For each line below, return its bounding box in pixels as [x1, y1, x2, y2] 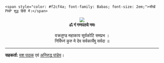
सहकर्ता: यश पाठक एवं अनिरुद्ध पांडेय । [5, 52, 64, 58]
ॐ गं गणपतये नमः [69, 22, 95, 28]
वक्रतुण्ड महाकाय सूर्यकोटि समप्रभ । [55, 32, 109, 38]
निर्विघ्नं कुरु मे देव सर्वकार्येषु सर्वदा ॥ [54, 38, 110, 44]
